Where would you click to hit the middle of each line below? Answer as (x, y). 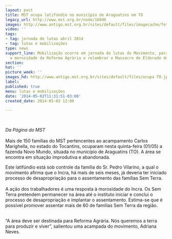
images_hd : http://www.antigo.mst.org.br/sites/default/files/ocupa (80, 77)
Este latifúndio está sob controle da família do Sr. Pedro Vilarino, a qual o (82, 167)
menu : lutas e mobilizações (35, 91)
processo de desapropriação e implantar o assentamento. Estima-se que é (84, 200)
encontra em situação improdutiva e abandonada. (58, 157)
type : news (17, 48)
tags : (11, 34)
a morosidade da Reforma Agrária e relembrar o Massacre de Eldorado (85, 58)
